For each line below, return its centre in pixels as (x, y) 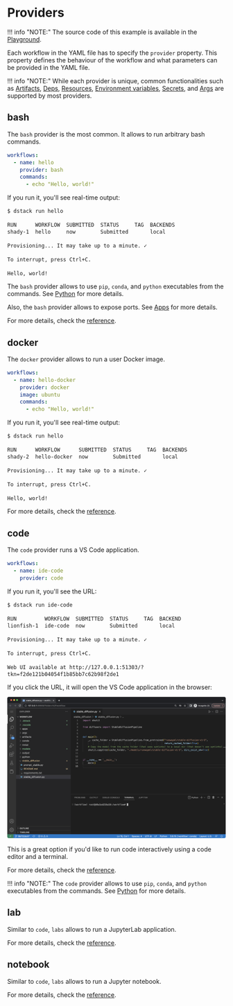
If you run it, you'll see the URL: (52, 591)
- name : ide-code (38, 571)
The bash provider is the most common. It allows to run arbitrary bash (106, 134)
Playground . (24, 39)
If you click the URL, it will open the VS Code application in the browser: (110, 687)
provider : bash (42, 170)
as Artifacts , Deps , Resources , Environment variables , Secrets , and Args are (115, 88)
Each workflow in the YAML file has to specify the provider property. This (112, 53)
